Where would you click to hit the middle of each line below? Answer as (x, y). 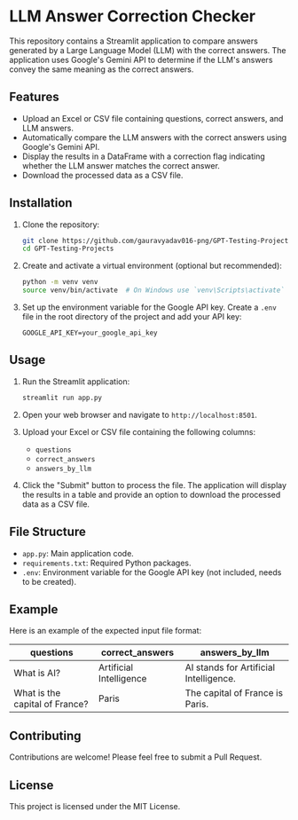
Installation (41, 203)
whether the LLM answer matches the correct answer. (121, 165)
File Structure (47, 532)
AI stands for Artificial (230, 667)
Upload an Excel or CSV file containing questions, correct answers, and (153, 118)
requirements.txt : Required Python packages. (106, 563)
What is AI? (37, 674)
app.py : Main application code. (78, 553)
